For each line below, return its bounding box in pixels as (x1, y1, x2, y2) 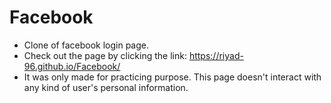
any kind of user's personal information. (23, 81, 189, 93)
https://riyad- (188, 49, 244, 61)
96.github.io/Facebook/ (23, 60, 121, 72)
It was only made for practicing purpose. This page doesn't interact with (23, 71, 322, 83)
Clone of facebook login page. (23, 39, 149, 51)
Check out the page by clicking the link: (23, 49, 187, 61)
